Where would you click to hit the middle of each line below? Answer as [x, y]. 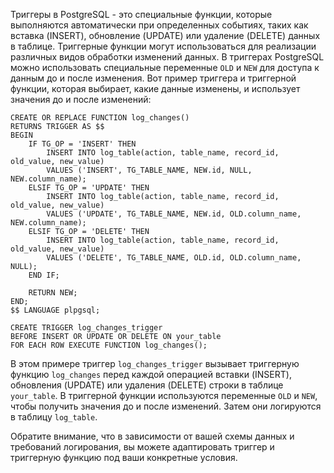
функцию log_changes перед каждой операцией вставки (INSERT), [151, 374]
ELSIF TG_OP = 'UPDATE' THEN [89, 188]
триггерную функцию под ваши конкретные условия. [124, 457]
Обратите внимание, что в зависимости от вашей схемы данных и [152, 436]
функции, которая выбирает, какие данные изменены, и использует [155, 88]
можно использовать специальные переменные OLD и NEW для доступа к [165, 67]
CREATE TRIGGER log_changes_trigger [86, 328]
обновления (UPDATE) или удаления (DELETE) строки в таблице [147, 385]
